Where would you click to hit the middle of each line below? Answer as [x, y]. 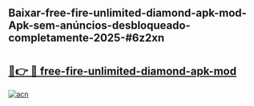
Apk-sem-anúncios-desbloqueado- [99, 26]
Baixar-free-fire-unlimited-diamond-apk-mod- [127, 13]
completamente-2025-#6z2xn [87, 38]
